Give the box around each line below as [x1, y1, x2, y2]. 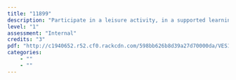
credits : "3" [7, 36, 46, 43]
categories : [7, 49, 42, 56]
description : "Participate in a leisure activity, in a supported [7, 17, 206, 24]
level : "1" [7, 23, 39, 30]
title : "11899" [7, 10, 52, 17]
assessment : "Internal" [7, 29, 77, 37]
